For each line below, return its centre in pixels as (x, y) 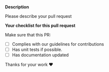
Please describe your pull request (38, 16)
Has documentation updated (40, 55)
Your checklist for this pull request (40, 25)
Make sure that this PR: (28, 35)
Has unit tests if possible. (37, 49)
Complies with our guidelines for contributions (58, 44)
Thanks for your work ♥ (29, 65)
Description (17, 7)
